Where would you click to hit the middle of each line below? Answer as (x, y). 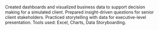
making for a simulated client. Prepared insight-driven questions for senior (79, 12)
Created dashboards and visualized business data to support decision (75, 7)
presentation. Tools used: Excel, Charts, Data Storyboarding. (66, 22)
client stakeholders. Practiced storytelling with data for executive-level (76, 17)
